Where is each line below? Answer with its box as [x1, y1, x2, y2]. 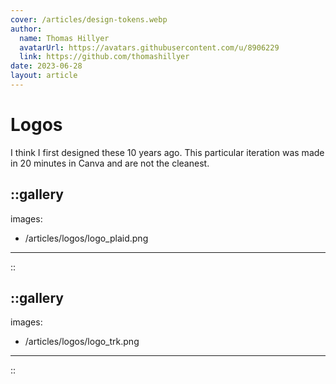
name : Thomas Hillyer [19, 33, 110, 43]
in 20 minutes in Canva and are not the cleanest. [10, 157, 210, 169]
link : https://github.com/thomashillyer [19, 52, 190, 62]
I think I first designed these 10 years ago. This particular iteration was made [10, 146, 325, 158]
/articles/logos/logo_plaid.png [24, 232, 149, 244]
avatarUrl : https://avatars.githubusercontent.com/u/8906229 [19, 42, 280, 53]
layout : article [10, 71, 78, 81]
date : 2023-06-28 [10, 61, 83, 71]
